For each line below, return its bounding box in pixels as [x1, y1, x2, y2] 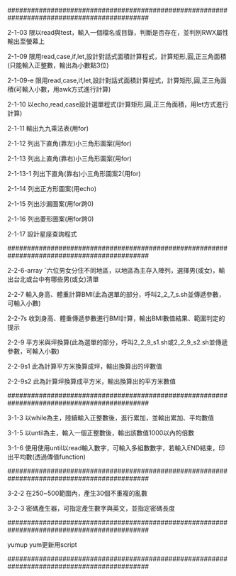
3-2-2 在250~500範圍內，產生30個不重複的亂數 [7, 489, 147, 497]
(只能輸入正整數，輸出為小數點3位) [7, 61, 109, 70]
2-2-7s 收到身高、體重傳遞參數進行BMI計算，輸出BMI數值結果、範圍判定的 [7, 314, 225, 322]
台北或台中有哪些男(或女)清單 [13, 275, 99, 283]
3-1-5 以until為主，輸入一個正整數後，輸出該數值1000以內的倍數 [7, 429, 195, 437]
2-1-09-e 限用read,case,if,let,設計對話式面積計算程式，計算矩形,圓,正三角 [7, 76, 221, 85]
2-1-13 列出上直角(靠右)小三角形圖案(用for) [7, 154, 133, 163]
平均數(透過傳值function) [13, 452, 86, 461]
